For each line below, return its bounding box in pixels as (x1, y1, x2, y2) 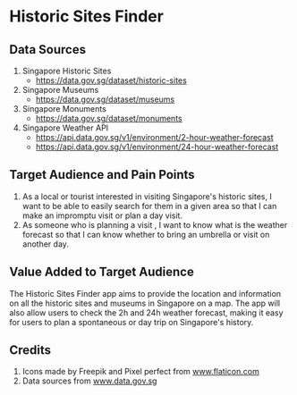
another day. (21, 239, 70, 249)
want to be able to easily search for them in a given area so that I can (21, 200, 277, 211)
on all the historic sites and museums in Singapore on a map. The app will (9, 298, 280, 308)
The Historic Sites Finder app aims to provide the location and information (9, 288, 282, 298)
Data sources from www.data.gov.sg (21, 375, 157, 386)
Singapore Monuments (21, 104, 107, 113)
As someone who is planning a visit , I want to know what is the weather (21, 219, 288, 230)
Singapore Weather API (21, 122, 109, 133)
